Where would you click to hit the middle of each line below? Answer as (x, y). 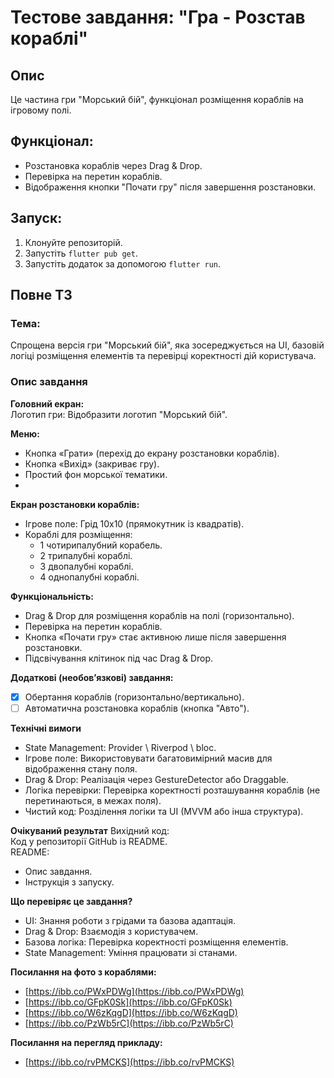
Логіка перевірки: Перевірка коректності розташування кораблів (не (172, 790)
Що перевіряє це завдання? (71, 901)
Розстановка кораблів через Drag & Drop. (113, 165)
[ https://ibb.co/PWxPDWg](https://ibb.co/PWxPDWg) (134, 991)
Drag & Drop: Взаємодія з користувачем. (111, 931)
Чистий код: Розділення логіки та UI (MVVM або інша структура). (164, 811)
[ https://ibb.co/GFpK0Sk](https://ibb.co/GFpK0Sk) (128, 1002)
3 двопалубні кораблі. (86, 566)
